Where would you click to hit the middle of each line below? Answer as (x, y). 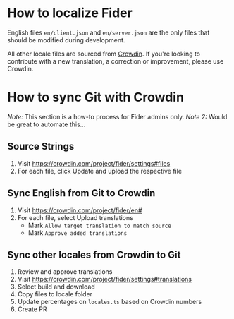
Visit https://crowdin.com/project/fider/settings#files (94, 163)
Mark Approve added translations (78, 233)
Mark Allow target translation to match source (99, 225)
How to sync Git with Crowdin (96, 97)
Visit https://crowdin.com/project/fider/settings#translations (105, 279)
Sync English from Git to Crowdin (81, 193)
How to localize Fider (70, 13)
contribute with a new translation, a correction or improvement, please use (116, 61)
